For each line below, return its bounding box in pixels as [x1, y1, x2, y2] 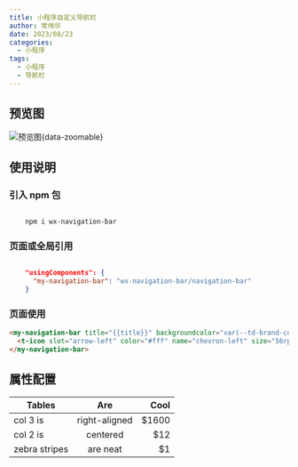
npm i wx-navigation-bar [25, 217, 117, 227]
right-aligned [76, 414, 133, 426]
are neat [87, 442, 122, 455]
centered [85, 428, 124, 440]
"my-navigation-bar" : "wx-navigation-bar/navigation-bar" [32, 277, 252, 286]
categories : [9, 37, 53, 47]
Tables [26, 399, 56, 411]
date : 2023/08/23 [9, 29, 74, 38]
